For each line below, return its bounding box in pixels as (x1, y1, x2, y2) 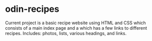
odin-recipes (5, 3, 59, 15)
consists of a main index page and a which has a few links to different (5, 25, 148, 31)
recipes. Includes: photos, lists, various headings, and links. (5, 30, 127, 36)
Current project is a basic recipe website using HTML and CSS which (5, 20, 146, 26)
